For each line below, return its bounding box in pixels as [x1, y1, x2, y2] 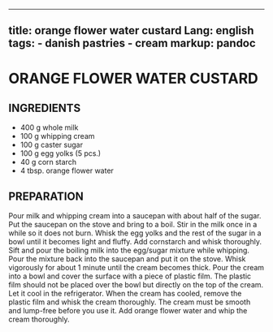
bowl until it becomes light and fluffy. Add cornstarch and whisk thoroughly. [8, 237, 262, 247]
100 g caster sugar [19, 140, 84, 150]
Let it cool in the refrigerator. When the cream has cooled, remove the [8, 289, 242, 299]
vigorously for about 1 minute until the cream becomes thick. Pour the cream [8, 263, 265, 273]
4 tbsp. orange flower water [19, 166, 114, 175]
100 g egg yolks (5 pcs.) [19, 149, 102, 158]
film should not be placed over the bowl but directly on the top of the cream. [8, 280, 264, 290]
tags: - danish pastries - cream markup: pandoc [8, 37, 256, 50]
